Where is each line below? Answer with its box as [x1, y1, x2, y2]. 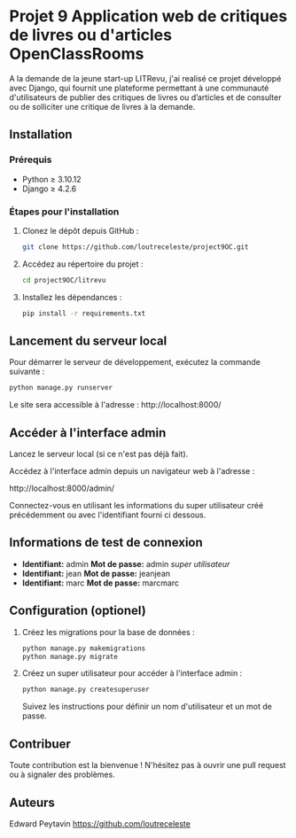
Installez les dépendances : [21, 291, 122, 302]
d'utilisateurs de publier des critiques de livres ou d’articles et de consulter [9, 91, 282, 103]
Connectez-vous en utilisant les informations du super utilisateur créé [9, 500, 264, 511]
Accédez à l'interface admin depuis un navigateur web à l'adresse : [9, 466, 255, 477]
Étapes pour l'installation [9, 206, 120, 218]
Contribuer [9, 736, 71, 751]
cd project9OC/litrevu [21, 275, 106, 284]
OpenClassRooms [9, 44, 144, 64]
